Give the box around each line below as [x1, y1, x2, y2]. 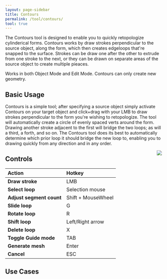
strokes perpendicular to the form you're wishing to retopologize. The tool [5, 114, 157, 120]
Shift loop [7, 218, 31, 225]
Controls [5, 155, 33, 163]
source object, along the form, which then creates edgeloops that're [5, 45, 145, 51]
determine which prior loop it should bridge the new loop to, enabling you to [5, 135, 161, 141]
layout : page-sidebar [5, 7, 50, 12]
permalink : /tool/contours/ [5, 16, 64, 21]
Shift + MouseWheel [66, 194, 114, 201]
